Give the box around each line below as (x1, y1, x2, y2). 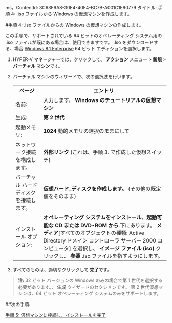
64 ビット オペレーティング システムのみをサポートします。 (35, 290, 161, 296)
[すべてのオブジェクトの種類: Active (58, 230, 144, 236)
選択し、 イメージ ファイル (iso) (77, 245, 155, 252)
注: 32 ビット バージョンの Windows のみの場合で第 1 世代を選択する (17, 277, 163, 284)
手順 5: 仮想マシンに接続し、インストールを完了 (5, 312, 106, 318)
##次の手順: (5, 301, 31, 307)
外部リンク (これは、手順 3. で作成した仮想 (43, 149, 147, 155)
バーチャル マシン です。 (12, 63, 63, 69)
